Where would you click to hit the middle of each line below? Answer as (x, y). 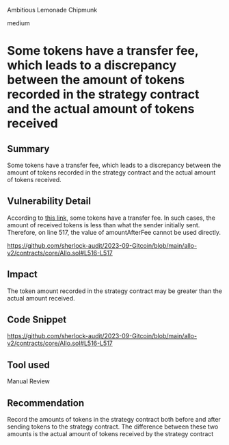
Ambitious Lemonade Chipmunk (52, 10)
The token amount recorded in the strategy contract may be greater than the (114, 291)
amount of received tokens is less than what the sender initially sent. (104, 225)
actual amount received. (41, 298)
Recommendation (45, 403)
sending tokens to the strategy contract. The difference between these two (113, 427)
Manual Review (28, 381)
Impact (22, 274)
